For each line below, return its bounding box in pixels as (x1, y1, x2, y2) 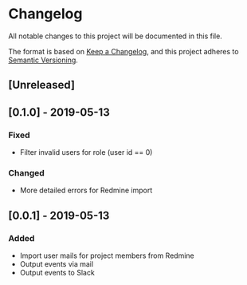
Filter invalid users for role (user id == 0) (19, 148, 153, 157)
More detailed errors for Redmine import (19, 185, 153, 196)
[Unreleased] (8, 78, 76, 92)
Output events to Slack (19, 268, 96, 277)
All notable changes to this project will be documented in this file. (8, 31, 223, 41)
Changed (8, 167, 45, 178)
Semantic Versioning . (8, 55, 78, 65)
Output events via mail (19, 259, 94, 268)
